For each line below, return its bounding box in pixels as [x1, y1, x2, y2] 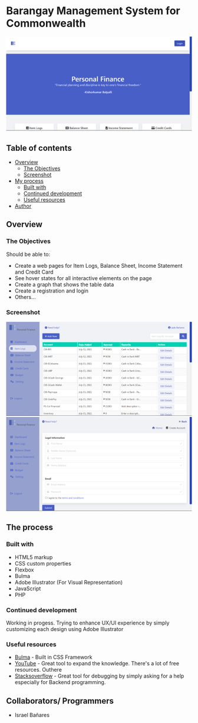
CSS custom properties [14, 560, 72, 567]
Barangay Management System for [6, 4, 181, 18]
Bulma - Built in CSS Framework [14, 653, 93, 661]
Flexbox [14, 566, 34, 573]
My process [14, 177, 44, 184]
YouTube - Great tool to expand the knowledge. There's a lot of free [14, 660, 180, 667]
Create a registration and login [14, 287, 89, 294]
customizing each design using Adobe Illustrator [6, 626, 124, 633]
